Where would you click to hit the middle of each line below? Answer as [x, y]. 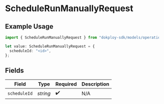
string [44, 93]
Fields [15, 70]
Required [66, 84]
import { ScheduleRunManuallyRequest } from [51, 37]
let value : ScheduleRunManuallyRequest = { [50, 46]
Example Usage [29, 26]
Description [95, 84]
